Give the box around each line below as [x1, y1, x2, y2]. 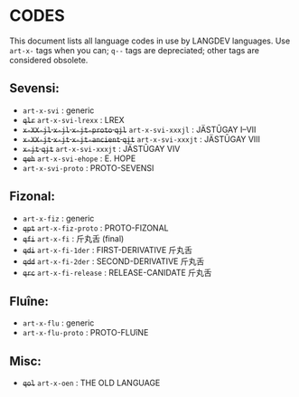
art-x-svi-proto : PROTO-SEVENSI [22, 162, 154, 173]
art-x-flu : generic [22, 317, 95, 328]
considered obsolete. [9, 54, 89, 65]
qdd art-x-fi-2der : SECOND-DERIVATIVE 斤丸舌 [22, 255, 205, 267]
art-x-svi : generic [22, 105, 95, 116]
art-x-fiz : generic [22, 213, 95, 223]
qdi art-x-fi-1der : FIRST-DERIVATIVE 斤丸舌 [22, 244, 192, 255]
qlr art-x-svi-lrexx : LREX [22, 114, 125, 125]
